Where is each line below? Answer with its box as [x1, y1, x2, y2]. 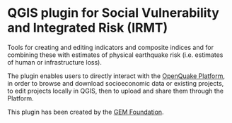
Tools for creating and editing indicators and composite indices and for [7, 43, 214, 51]
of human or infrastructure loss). [7, 58, 103, 66]
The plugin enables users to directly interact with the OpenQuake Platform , [7, 72, 225, 80]
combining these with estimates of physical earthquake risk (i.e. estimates [7, 51, 224, 59]
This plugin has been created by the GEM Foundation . [7, 108, 164, 116]
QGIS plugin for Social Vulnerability [7, 5, 219, 21]
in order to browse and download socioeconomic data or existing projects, [7, 79, 224, 87]
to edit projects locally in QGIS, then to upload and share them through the [7, 86, 224, 95]
